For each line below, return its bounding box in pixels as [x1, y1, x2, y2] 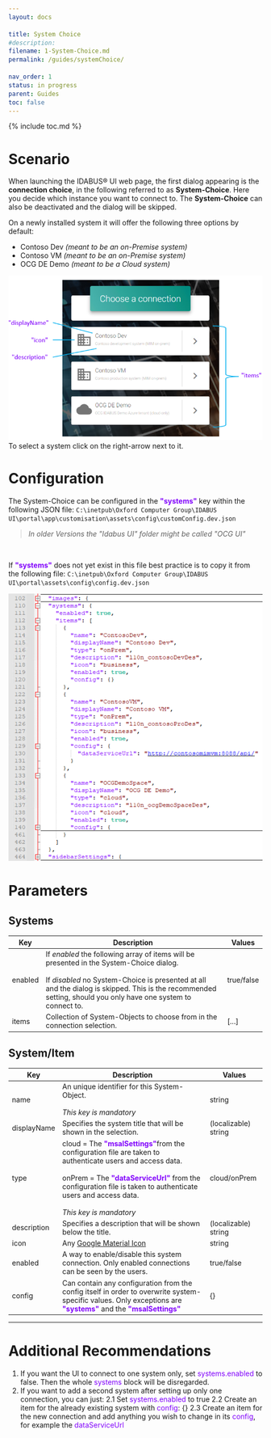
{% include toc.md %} [8, 121, 82, 131]
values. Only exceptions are [90, 1295, 182, 1305]
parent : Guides [8, 90, 60, 98]
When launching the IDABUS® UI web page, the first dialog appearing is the [8, 176, 260, 186]
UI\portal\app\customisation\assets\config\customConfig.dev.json [8, 514, 236, 523]
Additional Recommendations [8, 1342, 211, 1360]
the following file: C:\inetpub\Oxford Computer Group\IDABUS [8, 568, 208, 578]
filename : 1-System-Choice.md [8, 47, 110, 56]
